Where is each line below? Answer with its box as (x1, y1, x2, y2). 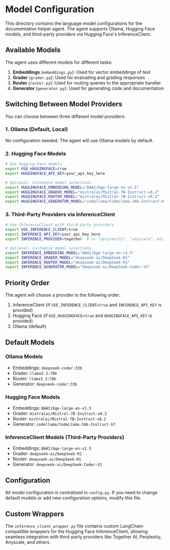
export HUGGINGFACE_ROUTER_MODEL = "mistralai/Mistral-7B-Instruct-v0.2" (5, 194, 159, 200)
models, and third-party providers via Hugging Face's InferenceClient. (5, 31, 152, 37)
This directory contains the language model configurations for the (5, 20, 143, 26)
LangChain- (120, 523, 145, 529)
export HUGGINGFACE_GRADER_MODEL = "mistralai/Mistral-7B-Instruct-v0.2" (5, 189, 159, 194)
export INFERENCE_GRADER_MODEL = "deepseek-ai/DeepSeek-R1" (5, 255, 130, 260)
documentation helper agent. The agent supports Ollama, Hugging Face (5, 25, 155, 31)
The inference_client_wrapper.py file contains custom (5, 523, 119, 529)
